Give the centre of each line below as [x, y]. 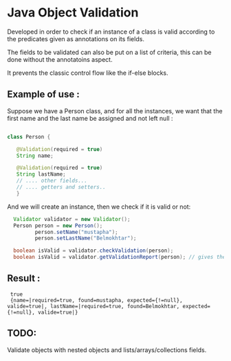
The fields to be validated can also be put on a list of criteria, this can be [109, 52]
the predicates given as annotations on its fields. [76, 38]
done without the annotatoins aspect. [60, 59]
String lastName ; [41, 174]
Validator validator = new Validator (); [72, 219]
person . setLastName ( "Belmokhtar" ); [86, 238]
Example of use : [44, 94]
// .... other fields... [52, 181]
